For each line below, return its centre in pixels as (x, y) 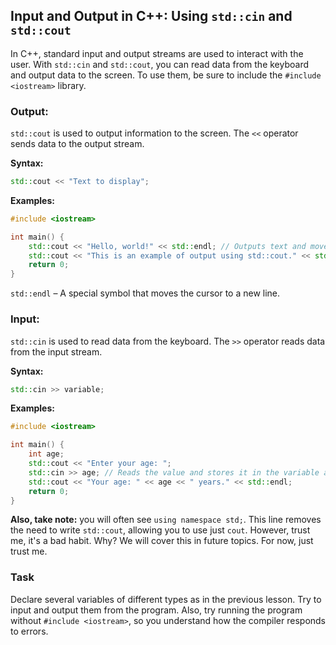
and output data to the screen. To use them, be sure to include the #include (166, 75)
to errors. (29, 631)
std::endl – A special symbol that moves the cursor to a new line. (145, 293)
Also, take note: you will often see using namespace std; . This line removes (166, 520)
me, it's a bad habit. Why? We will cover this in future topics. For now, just (162, 541)
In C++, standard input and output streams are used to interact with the (157, 53)
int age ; (46, 454)
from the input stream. (56, 351)
